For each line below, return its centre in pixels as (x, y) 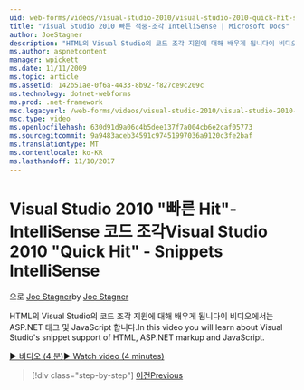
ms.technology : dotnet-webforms (70, 93)
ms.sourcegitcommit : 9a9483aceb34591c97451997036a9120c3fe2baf (131, 136)
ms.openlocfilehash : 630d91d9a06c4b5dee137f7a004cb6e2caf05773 (131, 128)
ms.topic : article (44, 77)
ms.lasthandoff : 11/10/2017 (62, 161)
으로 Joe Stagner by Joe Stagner (69, 297)
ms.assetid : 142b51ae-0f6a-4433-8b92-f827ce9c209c (107, 85)
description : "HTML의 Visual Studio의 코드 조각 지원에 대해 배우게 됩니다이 (142, 43)
